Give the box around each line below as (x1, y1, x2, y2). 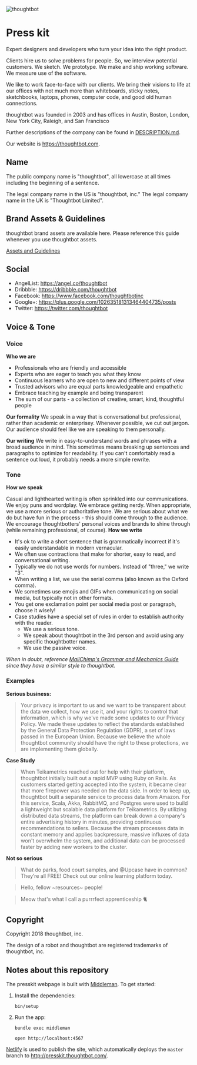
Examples (6, 677, 35, 685)
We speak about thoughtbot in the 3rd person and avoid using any (23, 632, 184, 639)
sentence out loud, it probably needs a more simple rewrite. (6, 456, 151, 463)
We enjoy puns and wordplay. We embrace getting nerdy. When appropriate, (6, 502, 192, 509)
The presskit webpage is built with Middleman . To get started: (6, 981, 156, 988)
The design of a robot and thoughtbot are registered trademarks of (6, 942, 168, 949)
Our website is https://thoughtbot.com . (6, 140, 100, 147)
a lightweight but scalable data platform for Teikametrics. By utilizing (20, 805, 187, 812)
